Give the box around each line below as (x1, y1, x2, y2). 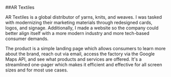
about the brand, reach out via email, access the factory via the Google (5, 51, 155, 57)
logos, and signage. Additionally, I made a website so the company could (5, 25, 159, 31)
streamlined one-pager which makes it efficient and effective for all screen (5, 62, 162, 67)
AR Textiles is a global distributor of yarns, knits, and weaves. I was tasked (5, 14, 162, 20)
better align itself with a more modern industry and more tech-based (5, 30, 150, 36)
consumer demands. (5, 35, 49, 42)
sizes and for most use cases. (5, 67, 68, 73)
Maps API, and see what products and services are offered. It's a (5, 56, 142, 62)
